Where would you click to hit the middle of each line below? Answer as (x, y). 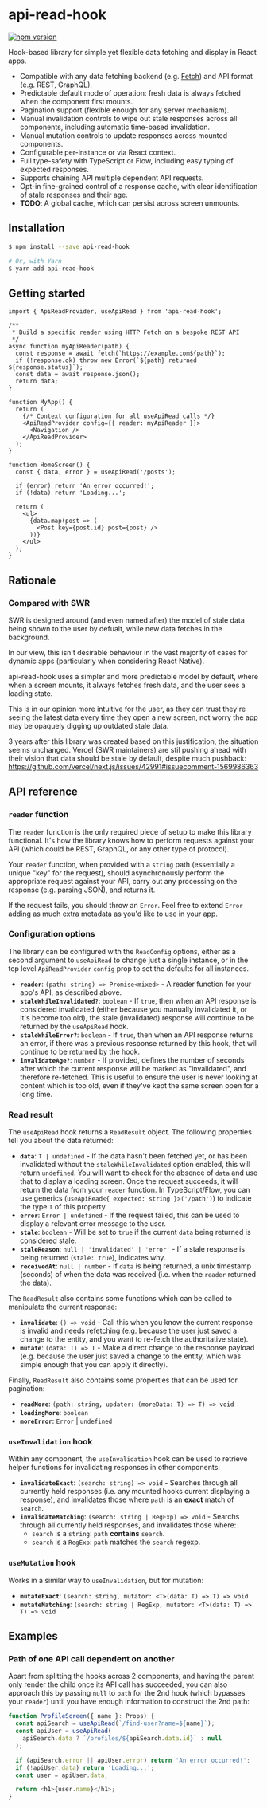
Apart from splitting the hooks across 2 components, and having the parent (132, 1676)
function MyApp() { (41, 403)
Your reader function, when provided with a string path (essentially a (122, 864)
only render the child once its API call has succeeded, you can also (118, 1684)
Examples (33, 1636)
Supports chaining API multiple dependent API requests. (112, 178)
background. (29, 637)
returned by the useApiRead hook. (74, 1026)
